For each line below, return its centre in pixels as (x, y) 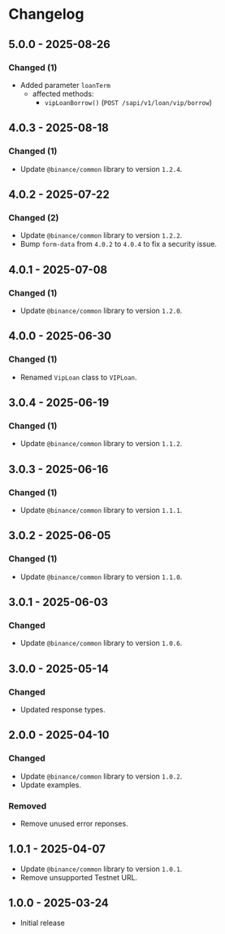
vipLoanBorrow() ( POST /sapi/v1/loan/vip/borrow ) (128, 102)
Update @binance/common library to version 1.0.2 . (101, 776)
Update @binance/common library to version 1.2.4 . (101, 169)
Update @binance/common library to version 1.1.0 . (101, 577)
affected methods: (63, 94)
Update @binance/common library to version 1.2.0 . (101, 310)
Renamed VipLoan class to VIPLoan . (78, 377)
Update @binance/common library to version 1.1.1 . (101, 510)
